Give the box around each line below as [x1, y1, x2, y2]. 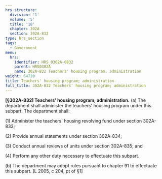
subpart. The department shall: [5, 108, 70, 114]
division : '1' [10, 12, 39, 17]
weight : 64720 [5, 74, 35, 79]
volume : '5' [10, 17, 35, 22]
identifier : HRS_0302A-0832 [14, 59, 73, 65]
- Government [10, 45, 37, 50]
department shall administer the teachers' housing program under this [5, 102, 152, 108]
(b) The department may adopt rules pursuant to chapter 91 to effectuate [5, 162, 157, 168]
